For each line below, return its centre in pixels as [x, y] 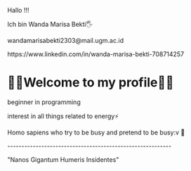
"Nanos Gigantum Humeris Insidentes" [63, 159]
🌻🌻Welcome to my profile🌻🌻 [91, 83]
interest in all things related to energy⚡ [63, 116]
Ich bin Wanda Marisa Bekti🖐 [50, 24]
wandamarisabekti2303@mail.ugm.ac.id [66, 40]
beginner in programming [44, 102]
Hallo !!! [18, 10]
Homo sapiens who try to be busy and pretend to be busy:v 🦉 [96, 132]
